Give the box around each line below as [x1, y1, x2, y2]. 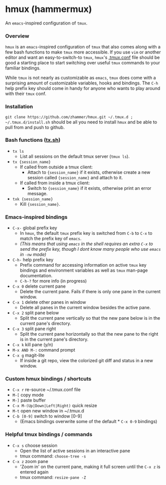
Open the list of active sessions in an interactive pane [19, 448, 130, 454]
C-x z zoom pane [12, 458, 48, 464]
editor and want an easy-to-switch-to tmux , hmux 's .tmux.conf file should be [5, 54, 160, 60]
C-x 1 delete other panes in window [12, 299, 86, 305]
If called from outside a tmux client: [19, 164, 93, 170]
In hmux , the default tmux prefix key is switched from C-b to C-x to [19, 230, 152, 236]
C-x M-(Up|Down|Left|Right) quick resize [12, 403, 97, 409]
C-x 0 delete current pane [12, 283, 66, 289]
